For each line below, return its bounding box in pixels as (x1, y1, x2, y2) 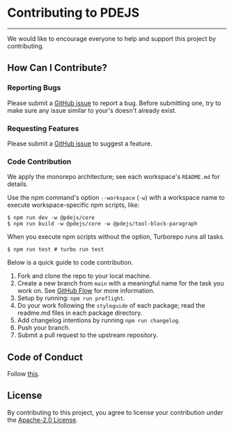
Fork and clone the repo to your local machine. (17, 272, 152, 280)
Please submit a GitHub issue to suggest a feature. (7, 139, 153, 148)
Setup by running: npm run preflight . (17, 294, 125, 302)
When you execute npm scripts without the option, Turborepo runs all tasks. (7, 233, 225, 241)
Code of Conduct (7, 351, 84, 363)
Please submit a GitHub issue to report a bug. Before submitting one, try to (7, 99, 221, 107)
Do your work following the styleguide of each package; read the (17, 301, 205, 310)
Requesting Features (7, 123, 79, 133)
